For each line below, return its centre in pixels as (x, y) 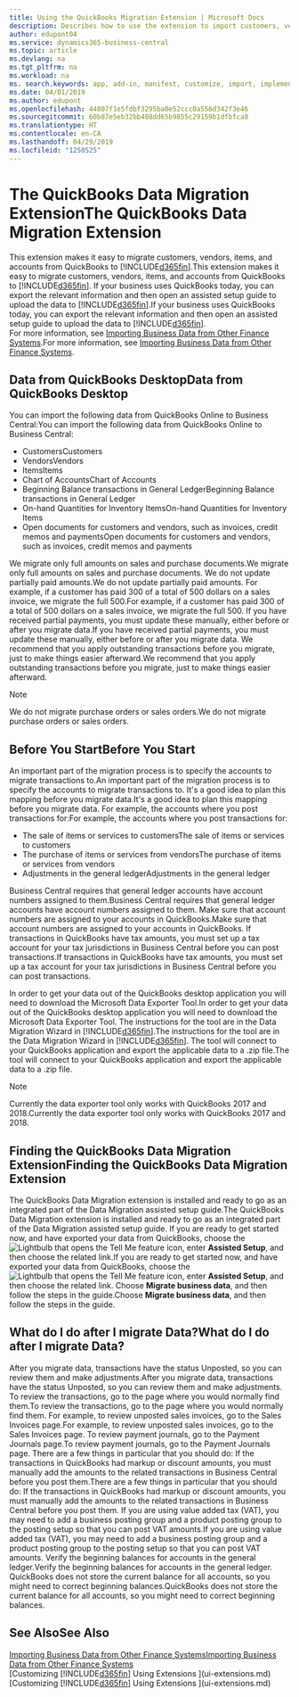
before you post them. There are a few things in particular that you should (143, 1481)
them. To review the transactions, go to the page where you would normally (146, 1405)
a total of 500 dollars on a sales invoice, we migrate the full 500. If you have (148, 611)
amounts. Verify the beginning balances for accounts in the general (133, 1557)
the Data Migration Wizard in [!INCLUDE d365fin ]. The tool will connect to (143, 1041)
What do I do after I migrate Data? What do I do (139, 1333)
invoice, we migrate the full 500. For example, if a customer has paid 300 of (147, 601)
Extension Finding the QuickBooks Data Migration (149, 1165)
